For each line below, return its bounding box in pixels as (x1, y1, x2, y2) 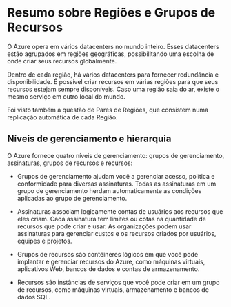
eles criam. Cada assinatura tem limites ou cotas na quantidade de (17, 215, 207, 223)
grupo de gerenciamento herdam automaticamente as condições (17, 186, 202, 195)
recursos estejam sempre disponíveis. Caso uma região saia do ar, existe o (7, 85, 219, 93)
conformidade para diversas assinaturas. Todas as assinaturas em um (17, 179, 217, 188)
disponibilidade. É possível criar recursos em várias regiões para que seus (7, 77, 219, 86)
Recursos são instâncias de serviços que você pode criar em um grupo (17, 278, 220, 286)
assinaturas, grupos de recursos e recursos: (7, 159, 133, 167)
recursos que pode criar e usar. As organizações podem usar (17, 222, 192, 230)
